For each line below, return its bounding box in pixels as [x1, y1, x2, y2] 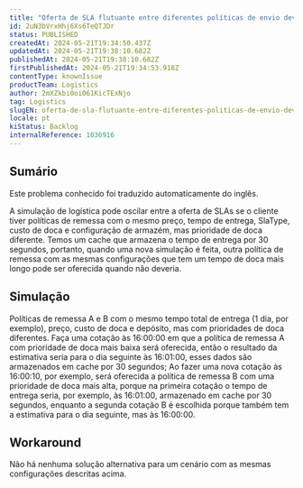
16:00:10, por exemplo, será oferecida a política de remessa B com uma [9, 371, 275, 382]
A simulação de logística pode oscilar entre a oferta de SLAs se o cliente [9, 205, 279, 216]
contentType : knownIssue [9, 72, 103, 81]
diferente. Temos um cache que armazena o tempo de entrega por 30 [9, 234, 269, 244]
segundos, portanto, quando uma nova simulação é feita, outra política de [9, 244, 284, 254]
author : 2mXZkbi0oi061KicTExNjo [9, 88, 131, 97]
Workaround [9, 435, 82, 450]
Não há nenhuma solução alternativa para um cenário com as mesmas [9, 459, 271, 470]
